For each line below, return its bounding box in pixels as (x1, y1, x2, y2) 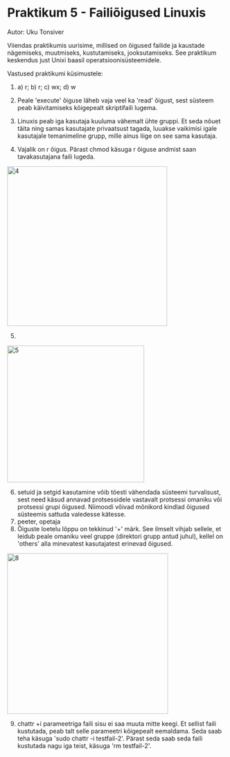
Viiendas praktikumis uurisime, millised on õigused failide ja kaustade (7, 41, 205, 49)
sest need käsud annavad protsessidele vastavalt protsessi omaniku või (17, 495, 222, 504)
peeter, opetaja (17, 517, 61, 526)
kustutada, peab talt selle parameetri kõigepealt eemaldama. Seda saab (17, 727, 222, 735)
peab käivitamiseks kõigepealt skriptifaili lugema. (17, 103, 158, 112)
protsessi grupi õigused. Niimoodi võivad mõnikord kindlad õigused (17, 502, 210, 510)
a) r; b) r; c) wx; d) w (17, 82, 76, 91)
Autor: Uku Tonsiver (7, 28, 64, 36)
